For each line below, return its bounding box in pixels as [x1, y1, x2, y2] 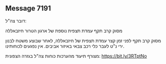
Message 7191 [5, 4, 51, 13]
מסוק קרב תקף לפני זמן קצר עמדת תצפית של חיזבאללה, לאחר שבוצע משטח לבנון [5, 37, 161, 44]
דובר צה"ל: [5, 17, 27, 24]
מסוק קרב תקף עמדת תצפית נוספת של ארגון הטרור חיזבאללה [5, 28, 123, 34]
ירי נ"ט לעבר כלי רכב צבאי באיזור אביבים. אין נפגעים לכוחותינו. [5, 43, 125, 49]
